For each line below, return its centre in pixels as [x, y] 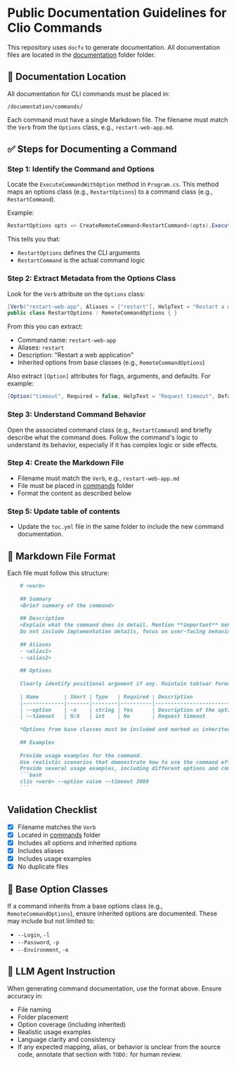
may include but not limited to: [51, 920]
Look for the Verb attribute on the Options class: [76, 293]
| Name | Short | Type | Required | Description [106, 696]
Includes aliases [41, 850]
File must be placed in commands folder [76, 485]
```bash [31, 775]
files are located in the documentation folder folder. [81, 55]
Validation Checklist [52, 810]
